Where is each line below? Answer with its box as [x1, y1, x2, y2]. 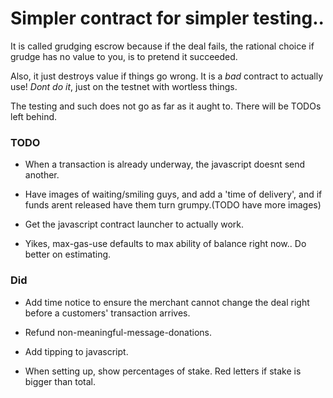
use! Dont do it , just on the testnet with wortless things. [10, 80, 238, 92]
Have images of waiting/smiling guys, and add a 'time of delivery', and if [24, 188, 323, 201]
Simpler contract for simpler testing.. [10, 7, 325, 30]
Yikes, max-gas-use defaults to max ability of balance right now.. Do [24, 238, 307, 250]
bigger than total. [24, 375, 97, 387]
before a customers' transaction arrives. [24, 307, 191, 319]
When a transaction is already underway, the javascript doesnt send [24, 158, 306, 171]
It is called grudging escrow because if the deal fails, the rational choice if [10, 40, 315, 52]
